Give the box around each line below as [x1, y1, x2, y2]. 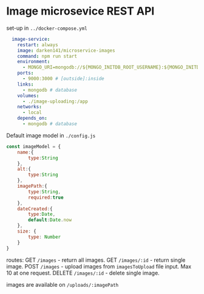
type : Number [28, 234, 61, 240]
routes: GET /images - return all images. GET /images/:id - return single [6, 256, 186, 264]
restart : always [17, 41, 59, 48]
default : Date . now [28, 217, 72, 223]
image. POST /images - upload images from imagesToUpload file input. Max [6, 262, 192, 270]
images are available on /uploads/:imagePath [6, 281, 119, 288]
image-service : [12, 36, 50, 42]
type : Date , [28, 211, 56, 217]
